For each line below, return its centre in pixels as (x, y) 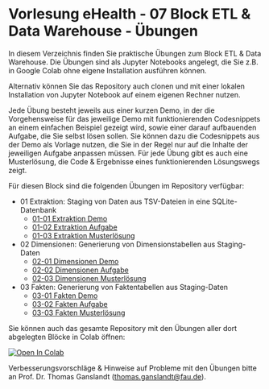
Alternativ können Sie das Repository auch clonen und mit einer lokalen (127, 86)
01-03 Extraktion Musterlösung (83, 235)
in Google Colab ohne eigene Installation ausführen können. (108, 70)
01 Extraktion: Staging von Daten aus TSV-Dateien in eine (115, 201)
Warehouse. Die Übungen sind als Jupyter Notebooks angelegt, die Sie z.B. (134, 62)
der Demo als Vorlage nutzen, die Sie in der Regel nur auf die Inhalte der (128, 144)
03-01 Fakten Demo (65, 296)
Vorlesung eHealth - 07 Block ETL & (130, 14)
